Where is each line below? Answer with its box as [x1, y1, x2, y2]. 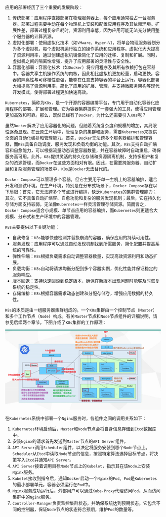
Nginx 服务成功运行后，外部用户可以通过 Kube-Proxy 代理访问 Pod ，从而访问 [12, 487, 161, 494]
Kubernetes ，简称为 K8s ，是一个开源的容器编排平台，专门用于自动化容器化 [5, 100, 156, 105]
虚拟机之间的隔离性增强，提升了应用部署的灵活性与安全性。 [12, 58, 134, 64]
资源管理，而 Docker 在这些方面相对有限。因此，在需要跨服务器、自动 [13, 160, 153, 165]
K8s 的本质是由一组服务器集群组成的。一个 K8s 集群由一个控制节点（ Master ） [5, 307, 157, 313]
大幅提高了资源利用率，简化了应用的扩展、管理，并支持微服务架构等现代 [12, 83, 160, 89]
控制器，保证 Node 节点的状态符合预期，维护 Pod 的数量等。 [21, 506, 136, 512]
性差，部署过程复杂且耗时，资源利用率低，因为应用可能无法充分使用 [16, 27, 156, 33]
